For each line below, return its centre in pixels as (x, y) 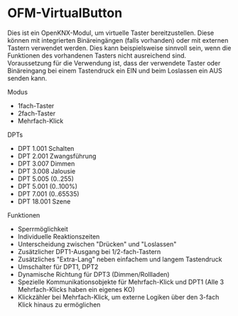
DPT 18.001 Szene (44, 201)
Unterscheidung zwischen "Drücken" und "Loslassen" (97, 244)
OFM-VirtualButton (65, 13)
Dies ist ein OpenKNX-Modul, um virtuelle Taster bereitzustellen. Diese (111, 33)
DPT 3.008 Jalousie (47, 171)
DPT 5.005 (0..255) (46, 179)
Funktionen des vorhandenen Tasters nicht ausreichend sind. (97, 56)
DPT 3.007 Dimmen (46, 163)
